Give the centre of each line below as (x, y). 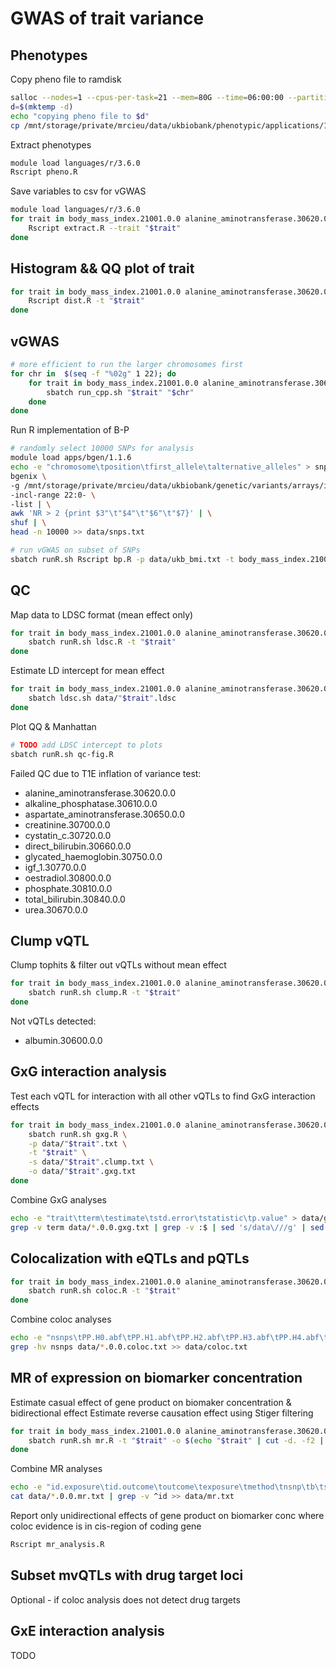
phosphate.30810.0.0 (68, 888)
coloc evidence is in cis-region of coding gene (106, 1526)
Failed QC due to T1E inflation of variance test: (106, 773)
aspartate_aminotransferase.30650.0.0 (105, 814)
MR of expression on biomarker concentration (156, 1378)
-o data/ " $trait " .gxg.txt (82, 1172)
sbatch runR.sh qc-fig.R (62, 754)
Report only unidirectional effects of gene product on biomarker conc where (167, 1516)
